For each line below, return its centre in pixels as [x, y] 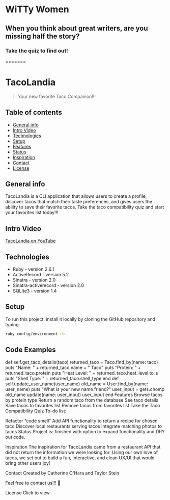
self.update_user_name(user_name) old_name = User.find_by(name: [77, 384]
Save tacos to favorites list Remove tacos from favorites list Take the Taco [83, 405]
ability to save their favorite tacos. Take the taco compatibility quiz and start [85, 207]
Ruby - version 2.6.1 [33, 269]
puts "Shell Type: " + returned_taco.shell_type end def [62, 378]
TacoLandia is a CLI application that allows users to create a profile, [76, 196]
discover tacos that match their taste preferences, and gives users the [79, 202]
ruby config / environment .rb [35, 334]
